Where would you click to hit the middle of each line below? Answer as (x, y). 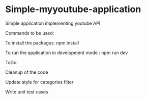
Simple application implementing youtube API (53, 23)
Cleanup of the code (27, 72)
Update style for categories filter (39, 82)
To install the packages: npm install (42, 43)
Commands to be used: (30, 33)
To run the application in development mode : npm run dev (67, 53)
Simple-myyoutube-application (73, 9)
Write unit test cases (27, 91)
